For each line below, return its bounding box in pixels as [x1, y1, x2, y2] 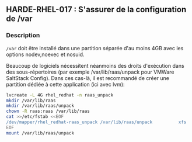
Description [6, 32, 40, 40]
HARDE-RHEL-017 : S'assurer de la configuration [6, 5, 187, 15]
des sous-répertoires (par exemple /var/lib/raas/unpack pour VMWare [6, 68, 174, 75]
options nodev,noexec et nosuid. [6, 51, 85, 58]
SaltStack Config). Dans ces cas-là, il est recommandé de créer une [6, 74, 170, 81]
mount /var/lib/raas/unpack [6, 130, 75, 136]
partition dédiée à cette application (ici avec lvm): [6, 81, 125, 88]
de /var [6, 14, 33, 24]
